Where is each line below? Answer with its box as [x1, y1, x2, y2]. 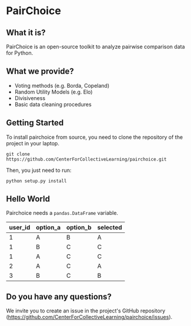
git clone [6, 151, 31, 157]
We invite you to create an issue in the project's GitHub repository [6, 307, 166, 314]
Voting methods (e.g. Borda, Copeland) [14, 82, 110, 89]
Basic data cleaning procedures [14, 101, 92, 108]
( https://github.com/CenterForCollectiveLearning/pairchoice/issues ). [6, 314, 173, 321]
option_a [36, 224, 61, 232]
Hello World [6, 194, 50, 204]
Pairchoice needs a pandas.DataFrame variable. [6, 209, 119, 217]
